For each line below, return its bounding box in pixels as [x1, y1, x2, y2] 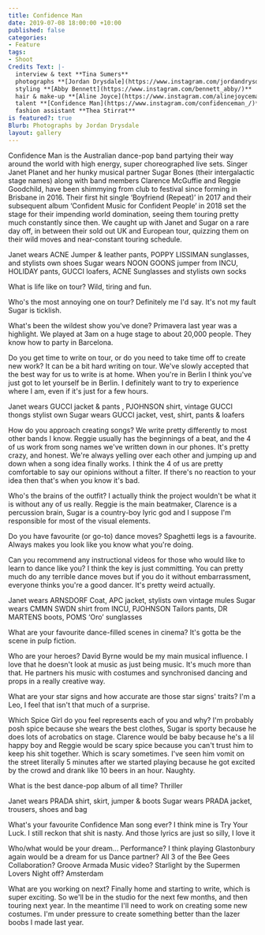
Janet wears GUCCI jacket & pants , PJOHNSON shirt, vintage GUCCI [8, 402, 233, 411]
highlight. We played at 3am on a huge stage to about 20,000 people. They [8, 329, 252, 338]
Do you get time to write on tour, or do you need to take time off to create [8, 353, 246, 362]
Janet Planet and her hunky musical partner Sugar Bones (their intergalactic [8, 167, 255, 177]
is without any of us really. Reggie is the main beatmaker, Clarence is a [8, 499, 237, 509]
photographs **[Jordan [15, 77, 90, 85]
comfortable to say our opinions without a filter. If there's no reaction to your [8, 467, 256, 477]
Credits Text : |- [8, 63, 65, 71]
